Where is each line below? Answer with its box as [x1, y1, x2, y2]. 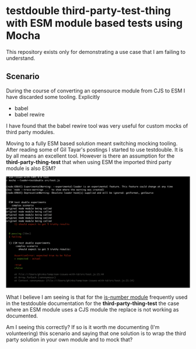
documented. [6, 312, 38, 320]
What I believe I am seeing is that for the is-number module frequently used [6, 294, 188, 301]
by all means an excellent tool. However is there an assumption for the [6, 152, 175, 159]
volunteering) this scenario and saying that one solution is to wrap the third [6, 330, 186, 337]
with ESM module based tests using [6, 16, 183, 30]
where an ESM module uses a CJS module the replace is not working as [6, 306, 179, 313]
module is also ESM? [6, 165, 56, 172]
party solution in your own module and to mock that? [6, 336, 133, 343]
